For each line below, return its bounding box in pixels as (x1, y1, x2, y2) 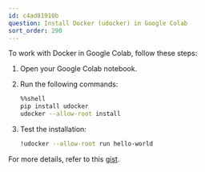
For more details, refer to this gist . (8, 154, 120, 164)
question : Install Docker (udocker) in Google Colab (8, 19, 188, 27)
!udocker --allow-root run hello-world (19, 140, 154, 148)
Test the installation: (19, 125, 86, 134)
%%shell (19, 95, 46, 103)
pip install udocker (19, 102, 89, 110)
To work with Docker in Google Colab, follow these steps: (8, 49, 198, 58)
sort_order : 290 (8, 26, 62, 34)
